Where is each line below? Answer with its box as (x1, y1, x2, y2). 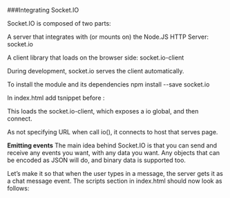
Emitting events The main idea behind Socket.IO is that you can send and (7, 141, 218, 150)
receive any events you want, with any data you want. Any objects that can (7, 149, 220, 156)
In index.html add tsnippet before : (7, 93, 105, 102)
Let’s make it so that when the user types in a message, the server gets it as (7, 170, 223, 177)
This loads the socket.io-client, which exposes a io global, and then (7, 107, 199, 115)
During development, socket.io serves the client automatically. (7, 67, 184, 75)
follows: (7, 184, 30, 192)
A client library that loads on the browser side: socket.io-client (7, 53, 184, 62)
